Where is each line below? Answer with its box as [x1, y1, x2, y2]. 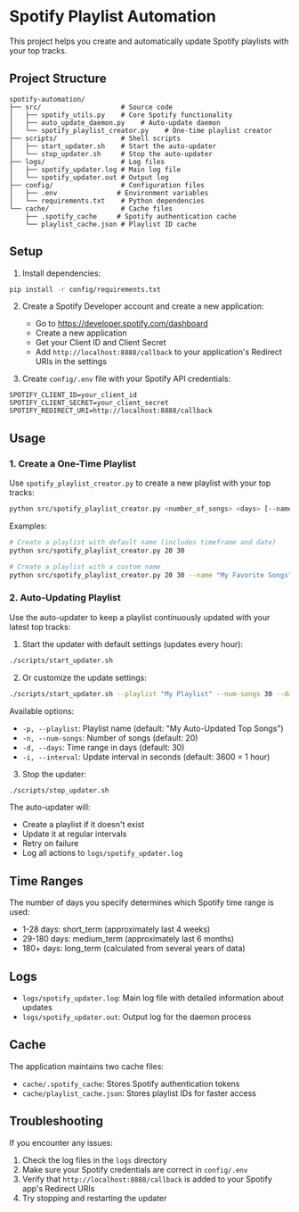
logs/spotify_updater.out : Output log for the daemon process [21, 1011, 252, 1023]
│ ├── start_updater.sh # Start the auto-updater [9, 141, 217, 151]
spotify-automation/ [9, 95, 86, 104]
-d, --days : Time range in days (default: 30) [21, 742, 185, 752]
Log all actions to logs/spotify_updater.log [21, 848, 183, 859]
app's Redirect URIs [21, 1183, 95, 1193]
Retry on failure [21, 838, 79, 849]
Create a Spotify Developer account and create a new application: [21, 301, 264, 311]
